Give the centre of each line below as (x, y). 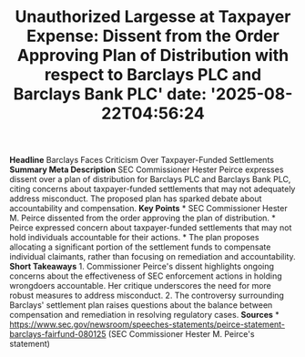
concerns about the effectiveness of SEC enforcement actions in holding (146, 276)
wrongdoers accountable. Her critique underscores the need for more (140, 286)
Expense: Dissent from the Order (153, 36)
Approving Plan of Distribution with (153, 56)
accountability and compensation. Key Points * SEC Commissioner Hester (149, 209)
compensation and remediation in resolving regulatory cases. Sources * (144, 315)
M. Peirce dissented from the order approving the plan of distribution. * (142, 218)
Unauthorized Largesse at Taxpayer (153, 17)
